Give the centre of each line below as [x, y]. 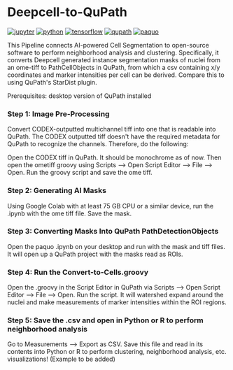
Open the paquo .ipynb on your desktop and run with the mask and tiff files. [116, 246]
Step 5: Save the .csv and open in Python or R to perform [106, 320]
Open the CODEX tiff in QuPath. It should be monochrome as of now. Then [114, 157]
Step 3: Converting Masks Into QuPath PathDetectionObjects [113, 232]
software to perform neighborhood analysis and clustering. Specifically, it [113, 52]
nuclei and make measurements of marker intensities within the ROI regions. [117, 302]
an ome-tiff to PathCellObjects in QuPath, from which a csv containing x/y [114, 67]
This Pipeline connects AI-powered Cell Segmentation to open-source [108, 45]
